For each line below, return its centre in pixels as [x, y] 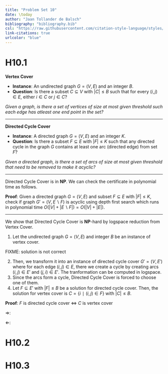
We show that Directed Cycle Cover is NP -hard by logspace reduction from [82, 222]
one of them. [25, 283]
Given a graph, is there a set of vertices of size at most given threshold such [84, 106]
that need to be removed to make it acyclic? [50, 167]
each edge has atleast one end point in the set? [54, 112]
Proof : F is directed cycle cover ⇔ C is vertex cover [59, 303]
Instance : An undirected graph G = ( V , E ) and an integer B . [73, 86]
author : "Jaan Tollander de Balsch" [43, 19]
